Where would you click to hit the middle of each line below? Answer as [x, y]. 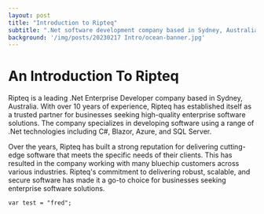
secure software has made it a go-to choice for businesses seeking [117, 180]
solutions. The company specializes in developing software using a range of [131, 124]
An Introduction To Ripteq [93, 76]
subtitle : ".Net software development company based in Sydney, [115, 30]
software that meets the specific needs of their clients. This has [129, 155]
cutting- [233, 147]
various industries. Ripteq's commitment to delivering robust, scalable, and [129, 172]
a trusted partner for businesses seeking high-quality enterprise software [127, 115]
